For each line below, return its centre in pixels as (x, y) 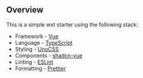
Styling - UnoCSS (37, 49)
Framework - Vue (37, 36)
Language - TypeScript (44, 42)
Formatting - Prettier (40, 68)
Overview (25, 10)
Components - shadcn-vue (49, 55)
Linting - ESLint (34, 62)
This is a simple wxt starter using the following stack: (72, 24)
